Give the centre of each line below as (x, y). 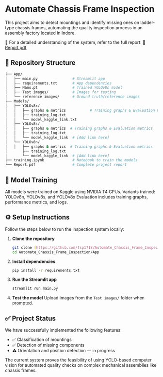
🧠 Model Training (31, 180)
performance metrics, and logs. (36, 202)
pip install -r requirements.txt (46, 270)
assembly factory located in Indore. (41, 33)
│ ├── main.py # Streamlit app (55, 79)
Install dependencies (34, 261)
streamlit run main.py (35, 289)
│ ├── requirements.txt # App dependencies (58, 83)
